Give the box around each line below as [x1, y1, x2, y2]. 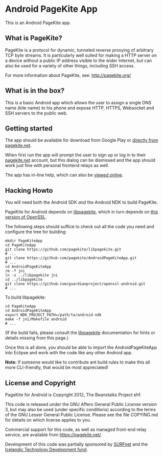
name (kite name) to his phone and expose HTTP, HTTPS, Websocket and [5, 105, 154, 111]
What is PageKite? [5, 34, 63, 42]
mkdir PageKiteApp [5, 239, 43, 244]
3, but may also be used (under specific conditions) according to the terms [5, 407, 156, 412]
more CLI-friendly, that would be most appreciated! [5, 365, 109, 370]
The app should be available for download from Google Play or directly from [5, 137, 158, 143]
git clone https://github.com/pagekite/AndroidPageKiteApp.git [5, 256, 137, 261]
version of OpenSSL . [5, 214, 47, 220]
